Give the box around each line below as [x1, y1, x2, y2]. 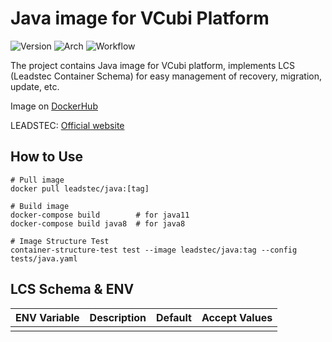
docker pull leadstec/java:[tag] [10, 183, 150, 194]
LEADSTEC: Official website [10, 119, 125, 131]
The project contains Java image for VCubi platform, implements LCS [10, 59, 295, 71]
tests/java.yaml [10, 253, 78, 264]
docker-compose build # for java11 [10, 210, 190, 220]
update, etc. [10, 80, 60, 92]
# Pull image [10, 175, 65, 185]
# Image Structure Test [10, 236, 110, 246]
